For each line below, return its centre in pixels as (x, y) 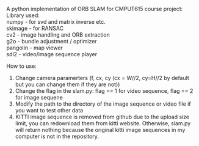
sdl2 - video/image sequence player (52, 54)
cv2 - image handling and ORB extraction (58, 35)
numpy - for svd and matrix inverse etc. (56, 22)
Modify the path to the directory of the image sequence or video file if (103, 104)
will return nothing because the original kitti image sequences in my (100, 130)
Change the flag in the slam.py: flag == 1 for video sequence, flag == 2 (104, 91)
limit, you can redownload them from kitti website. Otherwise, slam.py (103, 123)
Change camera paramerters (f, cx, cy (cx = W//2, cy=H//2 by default (102, 78)
